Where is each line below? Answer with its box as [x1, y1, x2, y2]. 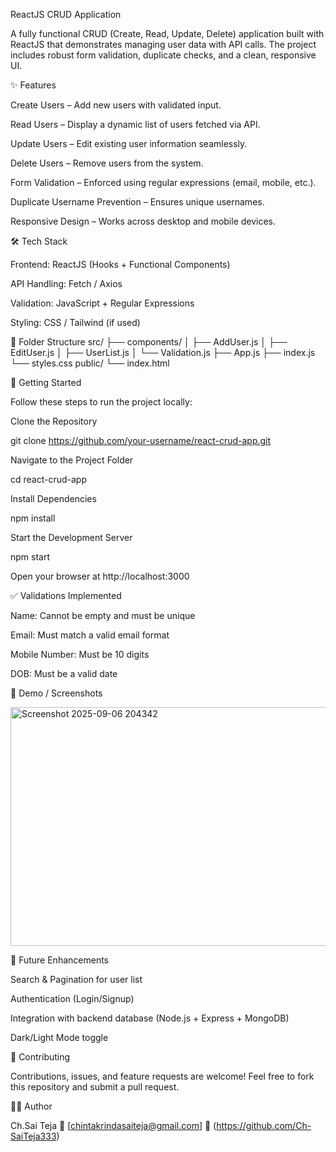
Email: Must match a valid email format [10, 629, 170, 641]
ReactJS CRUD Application [10, 9, 122, 20]
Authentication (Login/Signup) [10, 993, 135, 1004]
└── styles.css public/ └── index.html [10, 357, 170, 369]
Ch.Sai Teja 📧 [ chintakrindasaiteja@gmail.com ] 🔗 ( [10, 1120, 217, 1131]
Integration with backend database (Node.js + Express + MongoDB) [10, 1012, 290, 1024]
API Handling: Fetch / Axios [10, 278, 123, 289]
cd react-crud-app [10, 474, 88, 485]
